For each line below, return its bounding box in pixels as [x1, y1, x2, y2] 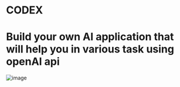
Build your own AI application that [6, 30, 174, 44]
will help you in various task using [6, 43, 175, 56]
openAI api [6, 55, 60, 68]
